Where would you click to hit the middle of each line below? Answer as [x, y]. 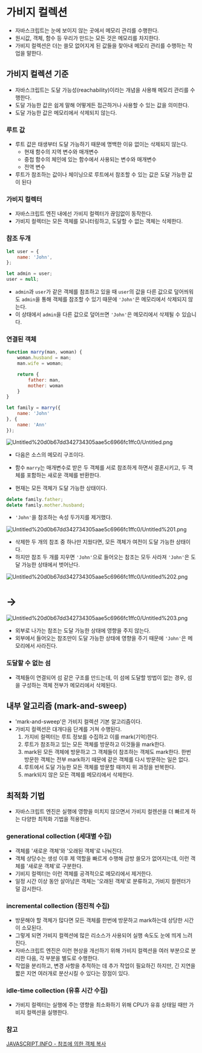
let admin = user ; [29, 274]
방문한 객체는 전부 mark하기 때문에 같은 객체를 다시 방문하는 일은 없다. [107, 759]
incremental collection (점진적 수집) [58, 906]
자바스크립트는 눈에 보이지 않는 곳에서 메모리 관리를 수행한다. [87, 30]
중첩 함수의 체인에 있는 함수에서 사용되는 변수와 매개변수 [90, 160]
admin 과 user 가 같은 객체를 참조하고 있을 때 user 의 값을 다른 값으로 [94, 292]
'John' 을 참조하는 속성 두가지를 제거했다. [64, 517]
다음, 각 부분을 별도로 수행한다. [63, 958]
